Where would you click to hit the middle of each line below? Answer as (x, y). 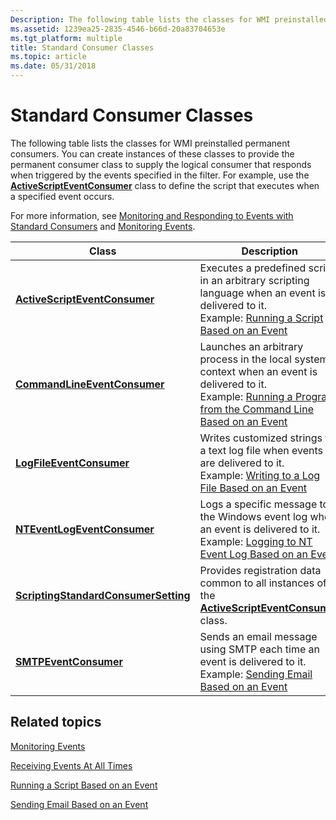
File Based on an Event (253, 488)
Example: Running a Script (261, 318)
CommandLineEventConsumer (90, 384)
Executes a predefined (253, 268)
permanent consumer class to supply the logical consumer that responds (161, 164)
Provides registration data (260, 570)
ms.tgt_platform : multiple (66, 38)
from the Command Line (257, 409)
